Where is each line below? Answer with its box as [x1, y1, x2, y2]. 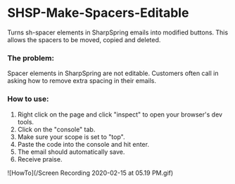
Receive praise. [17, 155, 63, 163]
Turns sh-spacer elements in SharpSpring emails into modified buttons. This [7, 28, 229, 37]
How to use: [7, 94, 49, 104]
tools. [17, 117, 34, 126]
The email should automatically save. [17, 147, 125, 156]
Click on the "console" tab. [17, 125, 96, 133]
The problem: [7, 53, 55, 63]
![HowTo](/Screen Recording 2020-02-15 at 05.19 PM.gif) [7, 169, 174, 177]
